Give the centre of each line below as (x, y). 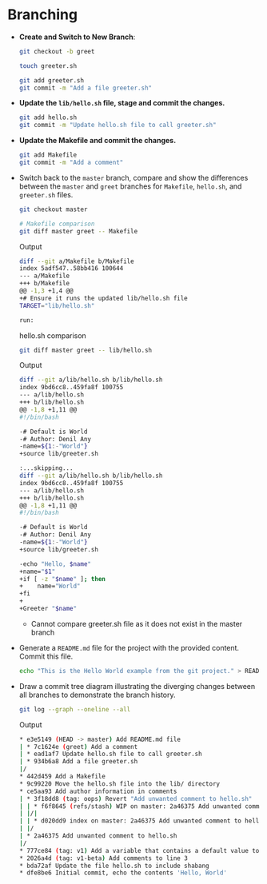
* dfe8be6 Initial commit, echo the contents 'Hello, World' (123, 873)
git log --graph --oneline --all (75, 709)
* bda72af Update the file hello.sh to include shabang (114, 866)
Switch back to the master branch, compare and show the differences (133, 177)
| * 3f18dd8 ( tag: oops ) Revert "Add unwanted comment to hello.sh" (135, 798)
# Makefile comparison (57, 224)
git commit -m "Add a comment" (71, 163)
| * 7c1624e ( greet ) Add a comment (78, 747)
